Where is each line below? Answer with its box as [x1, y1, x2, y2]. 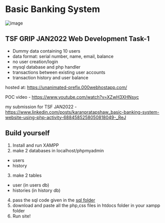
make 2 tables [12, 172, 42, 178]
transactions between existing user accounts [12, 69, 105, 75]
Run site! [12, 213, 31, 219]
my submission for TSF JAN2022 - [5, 104, 77, 110]
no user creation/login [12, 59, 59, 65]
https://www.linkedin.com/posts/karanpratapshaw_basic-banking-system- [5, 109, 159, 115]
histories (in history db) [12, 187, 61, 193]
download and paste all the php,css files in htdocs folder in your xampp [12, 202, 160, 208]
